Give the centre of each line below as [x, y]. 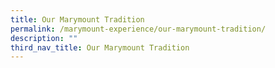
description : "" [44, 38]
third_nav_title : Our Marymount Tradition [100, 47]
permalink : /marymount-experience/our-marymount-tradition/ [138, 29]
